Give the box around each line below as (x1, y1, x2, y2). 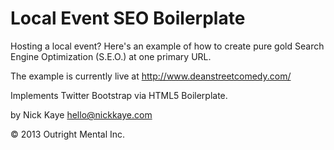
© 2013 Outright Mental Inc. (10, 128, 126, 140)
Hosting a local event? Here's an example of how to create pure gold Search (10, 40, 325, 52)
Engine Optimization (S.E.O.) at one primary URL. (10, 50, 212, 62)
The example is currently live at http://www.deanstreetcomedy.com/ (10, 70, 292, 82)
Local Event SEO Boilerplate (10, 7, 246, 30)
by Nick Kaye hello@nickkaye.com (10, 108, 153, 121)
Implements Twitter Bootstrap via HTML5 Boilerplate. (10, 89, 228, 101)
